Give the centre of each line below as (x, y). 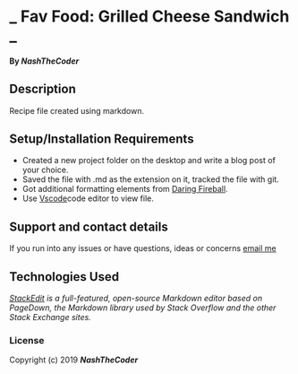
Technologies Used (64, 277)
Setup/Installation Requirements (102, 139)
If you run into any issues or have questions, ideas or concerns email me (143, 248)
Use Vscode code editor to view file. (88, 198)
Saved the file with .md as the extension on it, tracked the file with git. (150, 179)
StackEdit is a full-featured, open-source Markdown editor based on (136, 299)
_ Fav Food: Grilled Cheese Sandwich (149, 17)
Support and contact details (89, 226)
